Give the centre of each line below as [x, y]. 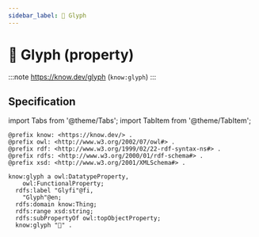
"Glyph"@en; [42, 198]
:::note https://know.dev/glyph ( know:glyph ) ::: [82, 77]
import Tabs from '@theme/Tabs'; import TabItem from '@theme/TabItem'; [130, 120]
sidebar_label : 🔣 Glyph [48, 15]
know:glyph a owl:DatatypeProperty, [69, 177]
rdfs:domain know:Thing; [56, 205]
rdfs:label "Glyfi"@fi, [54, 191]
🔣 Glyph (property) [71, 54]
